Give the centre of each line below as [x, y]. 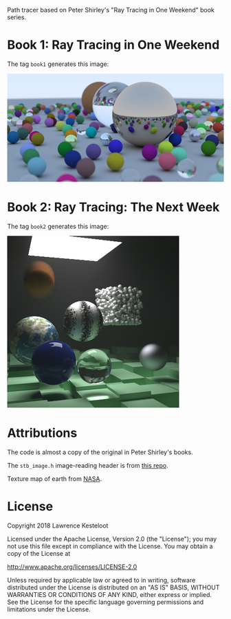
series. [16, 17]
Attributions [42, 433]
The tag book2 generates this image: [58, 226]
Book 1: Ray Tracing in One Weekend [113, 45]
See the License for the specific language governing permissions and [106, 602]
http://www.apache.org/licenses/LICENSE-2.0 [72, 567]
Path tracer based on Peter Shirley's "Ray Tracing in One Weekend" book [111, 10]
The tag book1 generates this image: [58, 64]
